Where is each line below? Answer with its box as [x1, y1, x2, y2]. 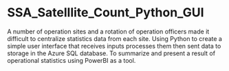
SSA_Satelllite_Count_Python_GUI [7, 5, 204, 20]
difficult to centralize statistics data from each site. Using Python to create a [7, 34, 222, 42]
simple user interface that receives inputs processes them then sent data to [7, 42, 221, 50]
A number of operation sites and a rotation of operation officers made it [7, 27, 210, 35]
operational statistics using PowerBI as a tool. [7, 56, 136, 64]
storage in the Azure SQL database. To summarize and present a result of [7, 49, 215, 57]
